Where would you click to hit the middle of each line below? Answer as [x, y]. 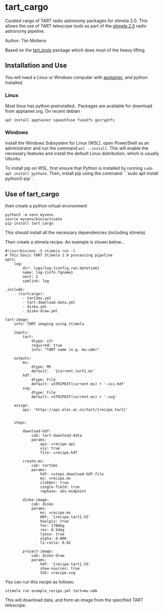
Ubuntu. [13, 159]
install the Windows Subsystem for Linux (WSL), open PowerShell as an [77, 143]
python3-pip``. [20, 179]
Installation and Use [36, 65]
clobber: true [54, 483]
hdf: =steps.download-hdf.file [72, 474]
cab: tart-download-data [57, 435]
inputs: [22, 332]
